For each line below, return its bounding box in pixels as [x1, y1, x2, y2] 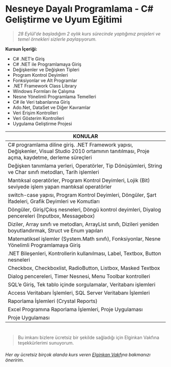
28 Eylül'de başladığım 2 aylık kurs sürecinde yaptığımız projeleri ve [17, 30, 161, 37]
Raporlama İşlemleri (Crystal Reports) [8, 297, 98, 304]
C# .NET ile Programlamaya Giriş [12, 61, 81, 67]
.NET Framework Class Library [12, 82, 77, 89]
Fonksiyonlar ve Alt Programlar [12, 77, 77, 83]
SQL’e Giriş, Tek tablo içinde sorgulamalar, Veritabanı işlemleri [8, 281, 156, 288]
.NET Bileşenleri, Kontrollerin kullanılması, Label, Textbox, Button [8, 250, 161, 257]
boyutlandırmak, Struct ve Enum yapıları [8, 227, 103, 234]
